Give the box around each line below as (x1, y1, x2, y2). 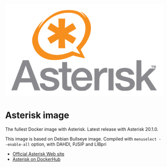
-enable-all (5, 142, 30, 147)
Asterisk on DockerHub (12, 156, 61, 162)
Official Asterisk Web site (12, 150, 64, 156)
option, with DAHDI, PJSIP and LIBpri (30, 141, 106, 147)
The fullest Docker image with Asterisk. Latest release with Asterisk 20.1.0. (5, 126, 158, 132)
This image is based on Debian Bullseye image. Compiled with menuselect (5, 135, 157, 141)
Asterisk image (5, 109, 69, 121)
